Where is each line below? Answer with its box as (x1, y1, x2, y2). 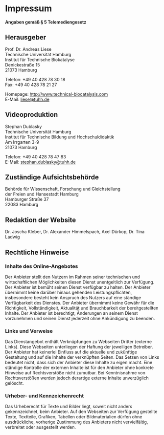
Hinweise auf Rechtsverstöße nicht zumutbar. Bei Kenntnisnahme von (5, 370, 146, 376)
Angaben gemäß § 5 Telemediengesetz (5, 19, 87, 25)
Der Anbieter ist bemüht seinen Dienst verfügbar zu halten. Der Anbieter (5, 284, 151, 290)
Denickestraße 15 (5, 62, 40, 67)
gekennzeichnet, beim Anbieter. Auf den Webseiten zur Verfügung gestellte (5, 409, 158, 414)
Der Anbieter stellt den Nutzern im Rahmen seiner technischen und (5, 274, 141, 280)
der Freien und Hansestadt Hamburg (5, 191, 79, 197)
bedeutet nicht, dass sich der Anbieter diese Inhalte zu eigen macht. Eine (5, 360, 153, 366)
